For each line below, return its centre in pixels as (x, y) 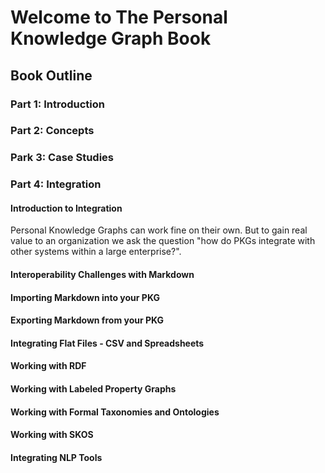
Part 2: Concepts (52, 131)
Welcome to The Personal (119, 17)
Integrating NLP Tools (56, 457)
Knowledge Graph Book (111, 38)
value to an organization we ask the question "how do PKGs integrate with (163, 241)
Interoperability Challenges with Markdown (102, 275)
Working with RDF (48, 366)
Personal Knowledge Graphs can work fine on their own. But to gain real (159, 230)
